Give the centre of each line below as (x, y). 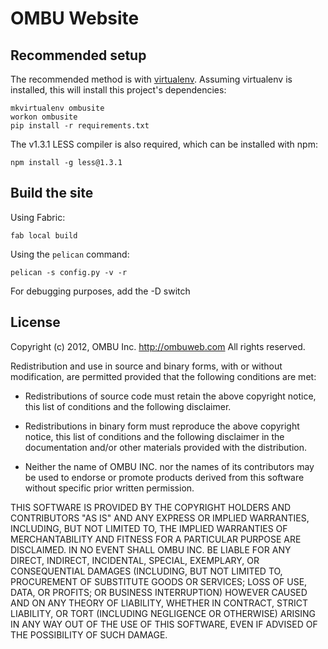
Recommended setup (78, 55)
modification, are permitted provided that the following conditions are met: (163, 376)
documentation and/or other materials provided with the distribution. (165, 447)
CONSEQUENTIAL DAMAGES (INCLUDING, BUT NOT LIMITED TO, (146, 571)
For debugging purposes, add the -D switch (100, 291)
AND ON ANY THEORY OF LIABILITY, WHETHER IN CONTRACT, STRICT (159, 603)
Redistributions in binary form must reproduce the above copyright (162, 426)
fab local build (44, 235)
